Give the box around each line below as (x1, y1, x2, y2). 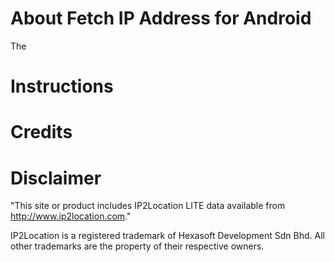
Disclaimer (10, 167, 102, 189)
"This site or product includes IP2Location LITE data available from (10, 200, 286, 212)
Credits (10, 121, 73, 144)
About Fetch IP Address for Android (10, 7, 312, 30)
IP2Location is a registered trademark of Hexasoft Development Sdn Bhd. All (10, 230, 325, 242)
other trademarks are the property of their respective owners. (10, 240, 265, 252)
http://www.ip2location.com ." (10, 210, 132, 222)
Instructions (10, 75, 114, 98)
